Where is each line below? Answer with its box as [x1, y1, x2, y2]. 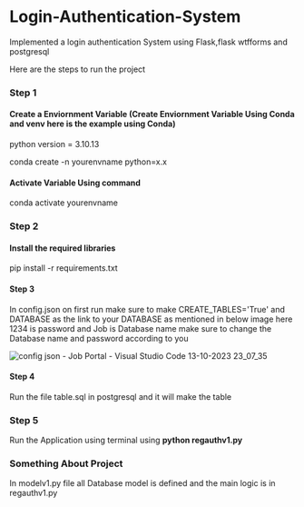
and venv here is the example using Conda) [9, 118, 176, 129]
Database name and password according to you [9, 333, 189, 343]
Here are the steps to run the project [9, 64, 146, 75]
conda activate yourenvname [9, 197, 119, 208]
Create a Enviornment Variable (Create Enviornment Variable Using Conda [9, 109, 295, 120]
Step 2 [9, 220, 39, 233]
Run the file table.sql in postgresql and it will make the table [9, 391, 232, 402]
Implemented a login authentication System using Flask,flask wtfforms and [9, 36, 288, 47]
